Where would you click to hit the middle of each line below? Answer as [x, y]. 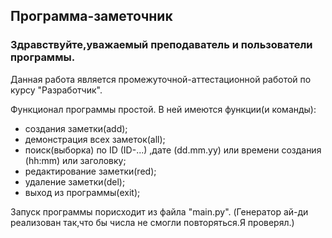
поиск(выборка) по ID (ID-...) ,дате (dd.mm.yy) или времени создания [173, 150]
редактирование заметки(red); [90, 171]
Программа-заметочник [91, 16]
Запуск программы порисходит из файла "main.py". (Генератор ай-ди [159, 211]
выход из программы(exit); [82, 192]
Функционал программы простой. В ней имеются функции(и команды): [163, 109]
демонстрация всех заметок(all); [95, 139]
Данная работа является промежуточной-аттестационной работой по [161, 79]
